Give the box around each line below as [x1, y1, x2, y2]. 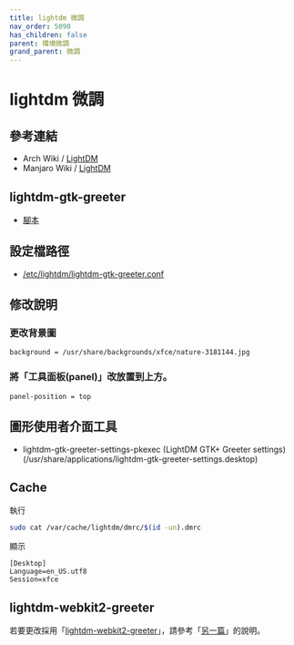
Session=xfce [9, 575, 59, 584]
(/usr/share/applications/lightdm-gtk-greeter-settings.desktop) [22, 453, 259, 465]
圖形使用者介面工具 [9, 419, 117, 435]
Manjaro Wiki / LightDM [22, 163, 111, 174]
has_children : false [9, 30, 88, 39]
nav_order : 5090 [9, 22, 71, 31]
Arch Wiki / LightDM [22, 153, 98, 164]
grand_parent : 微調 [9, 47, 81, 56]
